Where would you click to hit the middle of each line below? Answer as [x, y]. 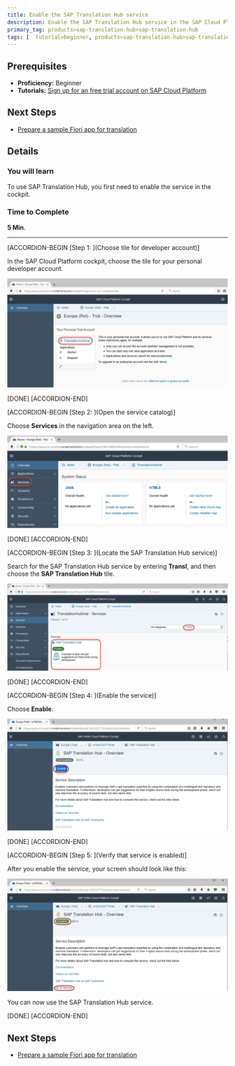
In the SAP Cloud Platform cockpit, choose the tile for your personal [105, 261]
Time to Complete [38, 212]
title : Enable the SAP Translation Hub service [78, 15]
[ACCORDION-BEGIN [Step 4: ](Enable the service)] [82, 695]
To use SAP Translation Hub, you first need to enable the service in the [109, 186]
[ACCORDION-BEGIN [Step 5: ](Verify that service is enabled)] [97, 855]
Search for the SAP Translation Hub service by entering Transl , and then [112, 567]
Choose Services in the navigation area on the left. [80, 425]
